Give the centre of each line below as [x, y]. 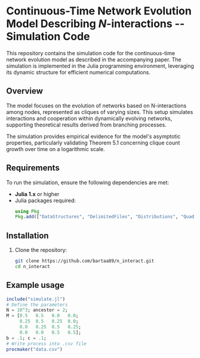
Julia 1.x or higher [37, 194]
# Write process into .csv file [46, 344]
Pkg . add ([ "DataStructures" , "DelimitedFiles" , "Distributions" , [96, 217]
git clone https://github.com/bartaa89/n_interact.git [84, 261]
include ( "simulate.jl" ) [36, 299]
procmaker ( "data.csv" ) [34, 349]
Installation [27, 235]
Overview [25, 91]
